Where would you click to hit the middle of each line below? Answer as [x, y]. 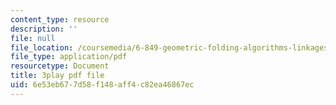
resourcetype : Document [60, 66]
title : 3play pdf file [57, 76]
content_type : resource [60, 19]
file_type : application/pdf [69, 57]
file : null [33, 38]
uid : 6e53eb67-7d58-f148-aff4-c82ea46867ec [102, 85]
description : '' [44, 29]
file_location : [42, 47]
